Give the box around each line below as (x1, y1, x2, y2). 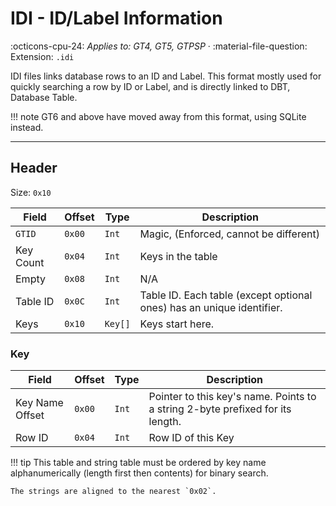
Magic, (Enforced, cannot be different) (139, 227, 320, 241)
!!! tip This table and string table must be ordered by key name (10, 457, 267, 469)
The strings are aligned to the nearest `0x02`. (10, 487, 217, 497)
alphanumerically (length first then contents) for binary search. (10, 467, 269, 479)
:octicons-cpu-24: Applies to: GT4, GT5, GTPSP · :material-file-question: (10, 40, 308, 52)
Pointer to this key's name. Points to (148, 390, 317, 404)
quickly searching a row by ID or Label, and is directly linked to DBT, (10, 80, 291, 92)
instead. (10, 121, 44, 133)
